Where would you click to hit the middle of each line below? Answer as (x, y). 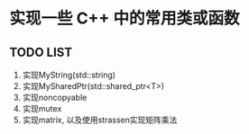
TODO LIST (41, 52)
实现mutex (42, 108)
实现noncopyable (55, 97)
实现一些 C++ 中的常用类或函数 (124, 18)
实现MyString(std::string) (69, 75)
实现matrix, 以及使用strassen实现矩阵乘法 (100, 120)
